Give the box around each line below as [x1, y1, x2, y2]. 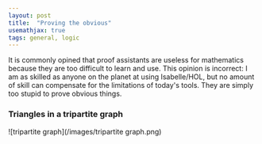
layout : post [8, 11, 52, 20]
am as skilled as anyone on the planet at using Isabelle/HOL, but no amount [8, 72, 255, 81]
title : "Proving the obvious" [8, 19, 112, 27]
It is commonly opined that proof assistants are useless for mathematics [8, 55, 245, 65]
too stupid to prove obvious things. [8, 89, 122, 99]
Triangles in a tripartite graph [8, 108, 124, 119]
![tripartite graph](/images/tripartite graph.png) [8, 127, 162, 136]
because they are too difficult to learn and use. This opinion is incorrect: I [8, 64, 248, 74]
